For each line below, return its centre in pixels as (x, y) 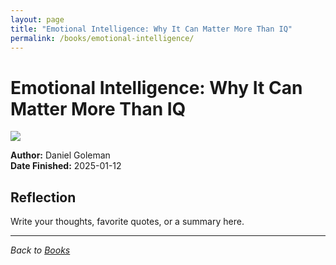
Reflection (43, 197)
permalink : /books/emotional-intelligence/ (102, 38)
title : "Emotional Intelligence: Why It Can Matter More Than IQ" (151, 29)
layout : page (37, 19)
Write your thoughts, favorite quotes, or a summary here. (127, 222)
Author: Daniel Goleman (60, 155)
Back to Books (40, 250)
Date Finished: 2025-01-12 (66, 166)
